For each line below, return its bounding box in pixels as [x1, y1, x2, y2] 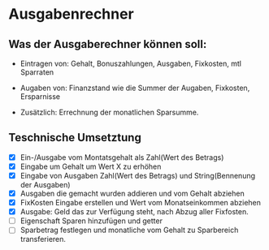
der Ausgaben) [20, 180, 71, 189]
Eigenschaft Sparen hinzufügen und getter [20, 216, 163, 226]
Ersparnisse [20, 92, 61, 101]
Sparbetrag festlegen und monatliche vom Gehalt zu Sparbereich [20, 225, 239, 235]
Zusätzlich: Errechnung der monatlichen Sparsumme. [20, 107, 199, 117]
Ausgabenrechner [8, 5, 134, 24]
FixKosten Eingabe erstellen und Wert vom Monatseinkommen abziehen [20, 198, 262, 208]
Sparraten [20, 67, 54, 77]
